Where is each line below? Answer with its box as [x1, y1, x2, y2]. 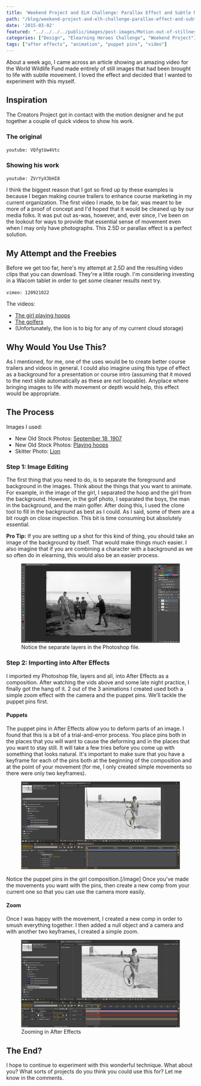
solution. [6, 231, 28, 238]
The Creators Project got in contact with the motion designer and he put [6, 111, 184, 118]
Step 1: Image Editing [6, 462, 69, 471]
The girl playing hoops [14, 312, 71, 319]
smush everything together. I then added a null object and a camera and [6, 922, 184, 929]
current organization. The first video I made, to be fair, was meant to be [6, 199, 182, 207]
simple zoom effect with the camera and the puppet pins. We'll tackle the [6, 691, 187, 699]
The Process [6, 407, 54, 417]
